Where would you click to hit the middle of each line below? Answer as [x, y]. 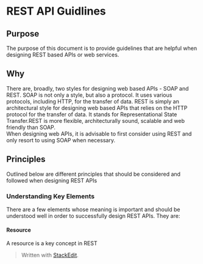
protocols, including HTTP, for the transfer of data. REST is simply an [93, 101]
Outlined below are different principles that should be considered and [94, 174]
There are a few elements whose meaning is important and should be [93, 209]
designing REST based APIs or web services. [63, 55]
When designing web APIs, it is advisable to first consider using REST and [99, 134]
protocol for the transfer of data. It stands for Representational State [92, 114]
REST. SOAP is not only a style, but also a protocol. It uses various [89, 95]
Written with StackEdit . [50, 255]
